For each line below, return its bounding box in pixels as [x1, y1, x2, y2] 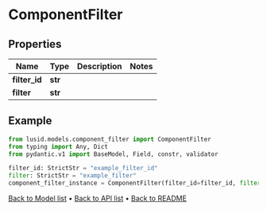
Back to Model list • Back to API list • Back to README [8, 193, 187, 204]
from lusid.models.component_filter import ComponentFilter [8, 135, 212, 143]
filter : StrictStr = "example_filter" [8, 172, 137, 180]
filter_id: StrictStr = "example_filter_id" [8, 165, 158, 173]
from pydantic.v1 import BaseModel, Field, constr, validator [8, 150, 219, 158]
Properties [8, 37, 62, 51]
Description [76, 61, 122, 72]
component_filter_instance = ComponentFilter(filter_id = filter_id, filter [8, 179, 261, 188]
